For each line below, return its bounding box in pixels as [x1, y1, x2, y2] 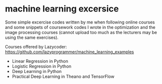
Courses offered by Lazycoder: [5, 44, 67, 49]
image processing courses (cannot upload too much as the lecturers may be [5, 29, 157, 35]
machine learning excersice [5, 3, 119, 14]
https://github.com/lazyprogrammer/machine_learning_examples [5, 49, 134, 55]
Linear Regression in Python [12, 58, 69, 64]
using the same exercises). [5, 35, 59, 40]
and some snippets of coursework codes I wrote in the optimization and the [5, 24, 156, 30]
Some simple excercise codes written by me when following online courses [5, 19, 155, 25]
